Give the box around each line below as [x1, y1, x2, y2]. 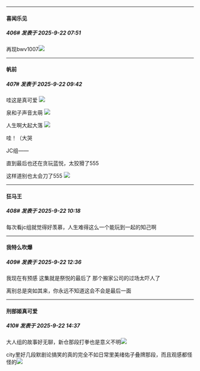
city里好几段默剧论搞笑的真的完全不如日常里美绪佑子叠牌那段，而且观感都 [6, 351, 187, 358]
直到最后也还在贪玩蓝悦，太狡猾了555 [6, 160, 99, 167]
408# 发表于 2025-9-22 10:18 [6, 207, 81, 215]
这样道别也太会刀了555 [6, 172, 62, 180]
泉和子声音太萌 [6, 109, 43, 117]
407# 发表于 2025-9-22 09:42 [6, 80, 82, 87]
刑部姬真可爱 [6, 307, 37, 315]
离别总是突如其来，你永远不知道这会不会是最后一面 [6, 287, 132, 294]
